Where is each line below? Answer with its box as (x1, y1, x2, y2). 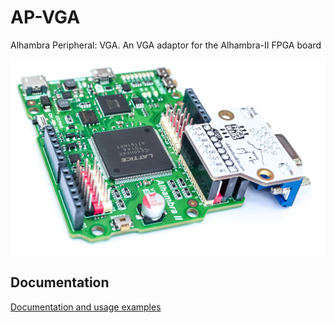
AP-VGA (10, 6, 81, 29)
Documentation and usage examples (10, 301, 162, 313)
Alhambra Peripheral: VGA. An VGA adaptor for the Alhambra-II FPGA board (10, 39, 322, 51)
